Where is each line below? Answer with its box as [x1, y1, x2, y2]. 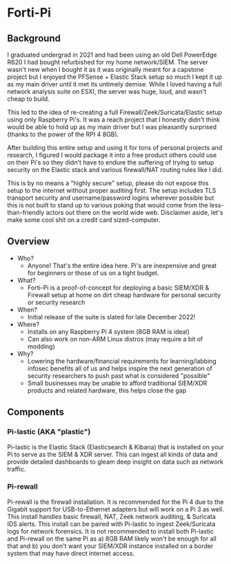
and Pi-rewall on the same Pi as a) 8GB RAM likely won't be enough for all [7, 534, 217, 543]
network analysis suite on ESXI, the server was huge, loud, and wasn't [7, 88, 207, 95]
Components [7, 406, 64, 418]
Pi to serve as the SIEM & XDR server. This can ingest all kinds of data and [7, 450, 218, 458]
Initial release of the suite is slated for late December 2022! [27, 312, 196, 321]
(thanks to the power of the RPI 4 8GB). [7, 130, 119, 138]
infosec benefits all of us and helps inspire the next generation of [27, 364, 212, 373]
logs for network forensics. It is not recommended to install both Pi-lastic [7, 527, 214, 535]
